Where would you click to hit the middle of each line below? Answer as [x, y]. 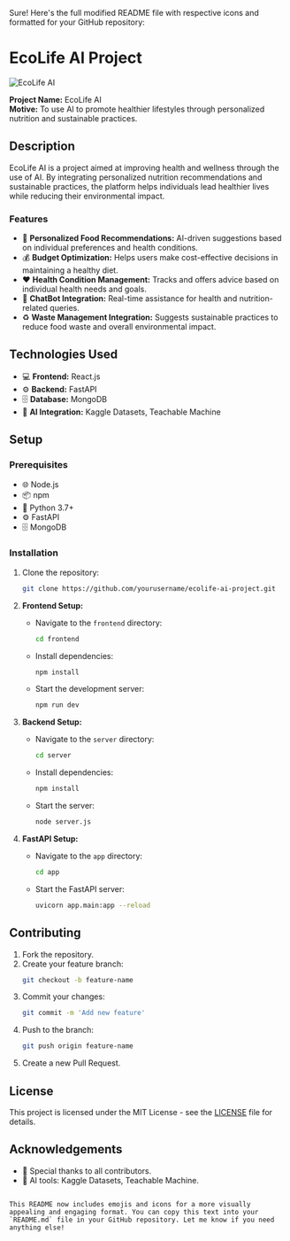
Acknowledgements [66, 1149]
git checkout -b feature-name [78, 980]
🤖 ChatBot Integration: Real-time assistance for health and [130, 299]
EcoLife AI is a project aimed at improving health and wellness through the [145, 167]
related [35, 308]
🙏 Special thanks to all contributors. [87, 1171]
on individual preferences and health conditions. [110, 248]
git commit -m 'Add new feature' [84, 1013]
